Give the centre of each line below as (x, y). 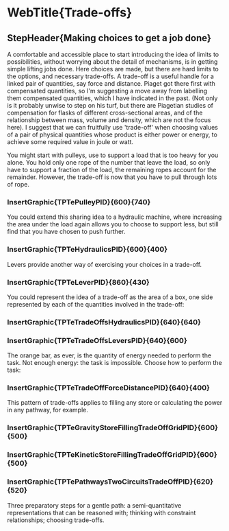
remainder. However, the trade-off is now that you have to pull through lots (112, 177)
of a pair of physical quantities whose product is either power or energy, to (112, 134)
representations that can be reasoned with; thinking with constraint (102, 512)
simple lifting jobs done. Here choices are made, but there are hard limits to (113, 69)
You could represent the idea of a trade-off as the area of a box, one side (110, 297)
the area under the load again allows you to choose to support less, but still (113, 224)
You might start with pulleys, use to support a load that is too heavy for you (113, 155)
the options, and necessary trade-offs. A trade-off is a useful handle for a (110, 76)
